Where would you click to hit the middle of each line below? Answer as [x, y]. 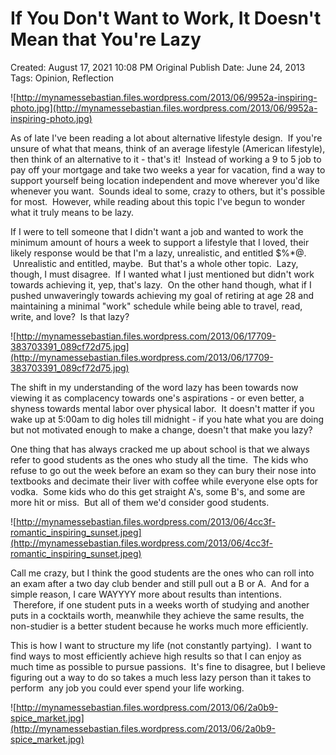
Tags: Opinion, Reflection [62, 78]
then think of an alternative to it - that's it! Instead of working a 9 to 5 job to [166, 159]
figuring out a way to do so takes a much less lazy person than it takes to [161, 677]
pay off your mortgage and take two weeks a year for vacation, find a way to [168, 169]
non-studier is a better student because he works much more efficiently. [159, 626]
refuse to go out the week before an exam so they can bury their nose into [163, 470]
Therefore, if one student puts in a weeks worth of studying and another [161, 604]
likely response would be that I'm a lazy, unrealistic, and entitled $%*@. [158, 253]
